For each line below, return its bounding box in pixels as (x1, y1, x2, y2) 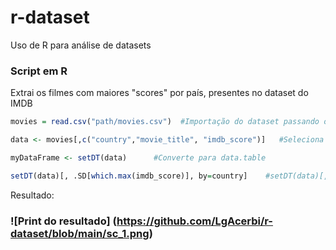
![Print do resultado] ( (10, 214, 117, 228)
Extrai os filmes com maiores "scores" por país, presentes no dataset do (10, 87, 309, 99)
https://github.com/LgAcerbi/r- (116, 214, 274, 228)
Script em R (10, 64, 68, 78)
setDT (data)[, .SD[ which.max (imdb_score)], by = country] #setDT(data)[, (10, 171, 329, 181)
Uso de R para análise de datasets (10, 39, 152, 51)
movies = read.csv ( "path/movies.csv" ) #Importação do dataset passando (10, 117, 320, 127)
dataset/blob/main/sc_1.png (10, 226, 150, 240)
